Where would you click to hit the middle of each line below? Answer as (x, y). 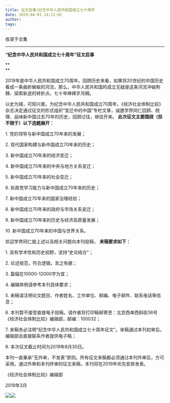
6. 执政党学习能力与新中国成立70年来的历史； (53, 188)
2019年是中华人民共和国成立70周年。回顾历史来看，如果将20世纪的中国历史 (84, 81)
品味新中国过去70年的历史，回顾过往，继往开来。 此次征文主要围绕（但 (88, 117)
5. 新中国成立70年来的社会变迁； (39, 177)
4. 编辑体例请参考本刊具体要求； (39, 285)
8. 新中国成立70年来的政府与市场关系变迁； (50, 209)
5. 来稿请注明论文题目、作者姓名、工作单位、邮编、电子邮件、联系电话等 (81, 296)
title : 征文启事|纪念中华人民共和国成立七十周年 (50, 10)
